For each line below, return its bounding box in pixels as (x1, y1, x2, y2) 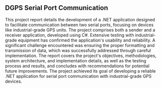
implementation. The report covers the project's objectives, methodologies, (5, 53, 157, 59)
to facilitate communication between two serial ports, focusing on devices (5, 22, 154, 28)
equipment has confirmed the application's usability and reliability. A (18, 37, 156, 43)
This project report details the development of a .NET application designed (5, 16, 155, 22)
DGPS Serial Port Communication (5, 4, 108, 12)
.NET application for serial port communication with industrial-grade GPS (5, 73, 152, 79)
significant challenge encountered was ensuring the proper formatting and (5, 42, 155, 48)
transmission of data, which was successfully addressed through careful (5, 47, 151, 53)
